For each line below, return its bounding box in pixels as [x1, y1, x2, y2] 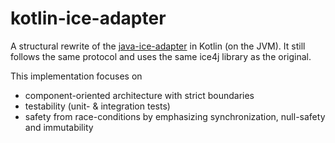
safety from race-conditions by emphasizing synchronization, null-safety [24, 110, 326, 122]
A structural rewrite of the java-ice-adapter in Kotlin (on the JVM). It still [10, 40, 306, 52]
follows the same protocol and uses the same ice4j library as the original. [10, 50, 312, 62]
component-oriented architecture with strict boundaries [24, 89, 255, 101]
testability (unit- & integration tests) [24, 100, 171, 112]
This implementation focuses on [10, 70, 143, 82]
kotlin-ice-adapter [10, 7, 167, 30]
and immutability [24, 121, 94, 133]
